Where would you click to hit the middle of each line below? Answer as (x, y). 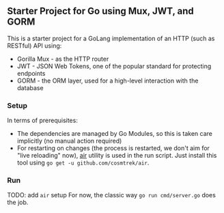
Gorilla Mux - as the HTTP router (63, 59)
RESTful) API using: (34, 45)
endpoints (31, 73)
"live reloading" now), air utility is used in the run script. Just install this (117, 156)
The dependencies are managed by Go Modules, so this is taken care (115, 134)
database (30, 87)
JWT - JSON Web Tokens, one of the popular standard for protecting (114, 66)
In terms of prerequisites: (43, 120)
